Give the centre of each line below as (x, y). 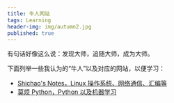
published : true (31, 33)
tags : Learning (29, 20)
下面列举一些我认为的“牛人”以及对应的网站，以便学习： (86, 69)
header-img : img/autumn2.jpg (49, 26)
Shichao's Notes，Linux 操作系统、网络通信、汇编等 (92, 84)
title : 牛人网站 (29, 14)
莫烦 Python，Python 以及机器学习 (67, 92)
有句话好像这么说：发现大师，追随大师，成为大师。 (80, 54)
